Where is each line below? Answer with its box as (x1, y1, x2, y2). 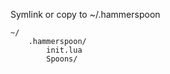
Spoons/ (46, 54, 78, 64)
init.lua (46, 45, 83, 55)
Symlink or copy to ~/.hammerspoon (10, 9, 161, 20)
